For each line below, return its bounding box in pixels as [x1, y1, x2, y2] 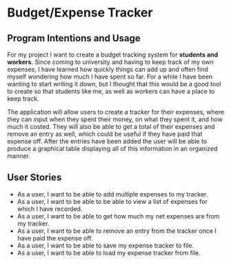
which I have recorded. [17, 205, 83, 213]
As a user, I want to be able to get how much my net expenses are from [17, 212, 220, 220]
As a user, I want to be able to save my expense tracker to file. [17, 241, 194, 250]
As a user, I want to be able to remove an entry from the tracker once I [17, 226, 217, 235]
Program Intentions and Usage [7, 32, 141, 44]
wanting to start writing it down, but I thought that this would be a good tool [7, 80, 221, 88]
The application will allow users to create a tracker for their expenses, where [7, 108, 225, 116]
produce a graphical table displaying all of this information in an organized [7, 145, 218, 152]
